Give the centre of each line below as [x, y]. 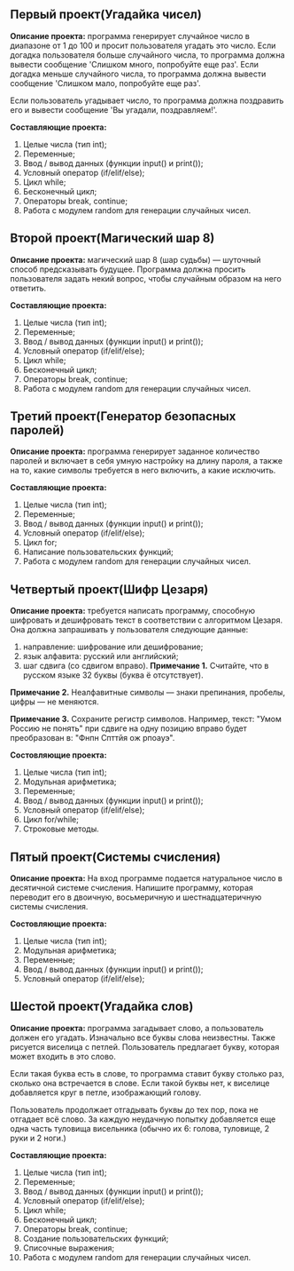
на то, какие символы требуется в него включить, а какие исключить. [143, 471]
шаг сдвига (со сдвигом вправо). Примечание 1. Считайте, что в [146, 666]
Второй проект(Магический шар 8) [112, 238]
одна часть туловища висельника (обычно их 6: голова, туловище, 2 [140, 1128]
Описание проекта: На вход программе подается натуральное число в [146, 878]
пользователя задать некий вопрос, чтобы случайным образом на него [146, 278]
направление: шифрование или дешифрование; [113, 647]
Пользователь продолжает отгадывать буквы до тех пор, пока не [135, 1109]
